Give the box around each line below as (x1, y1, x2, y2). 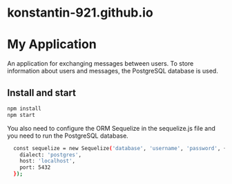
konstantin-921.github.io (7, 5, 153, 21)
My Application (7, 37, 97, 53)
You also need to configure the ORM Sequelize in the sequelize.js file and (7, 124, 216, 132)
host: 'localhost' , (19, 158, 76, 165)
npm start (7, 111, 36, 118)
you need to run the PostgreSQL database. (7, 131, 129, 140)
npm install (7, 105, 41, 112)
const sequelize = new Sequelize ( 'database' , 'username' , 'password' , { (13, 145, 227, 151)
